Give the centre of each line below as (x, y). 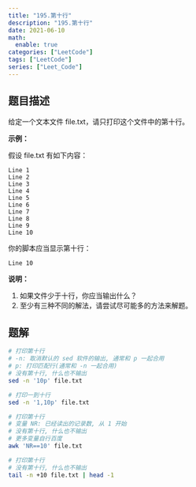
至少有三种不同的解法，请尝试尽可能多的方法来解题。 (106, 305)
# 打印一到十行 (30, 395)
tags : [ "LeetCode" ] (40, 60)
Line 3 (19, 184)
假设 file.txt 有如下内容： (48, 155)
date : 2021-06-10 (37, 30)
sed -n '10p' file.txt (45, 380)
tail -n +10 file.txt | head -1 (61, 475)
